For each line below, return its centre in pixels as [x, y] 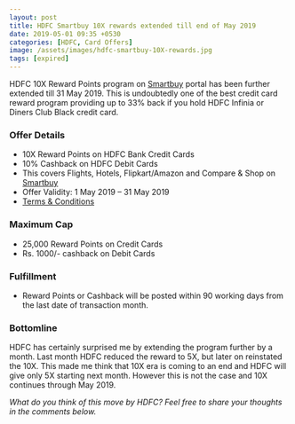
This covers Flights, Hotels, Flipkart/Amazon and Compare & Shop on [149, 173]
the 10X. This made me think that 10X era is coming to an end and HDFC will [148, 366]
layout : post [33, 17]
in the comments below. [53, 412]
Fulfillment [33, 276]
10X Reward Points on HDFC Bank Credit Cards [108, 154]
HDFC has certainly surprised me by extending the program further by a [141, 348]
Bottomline [33, 327]
